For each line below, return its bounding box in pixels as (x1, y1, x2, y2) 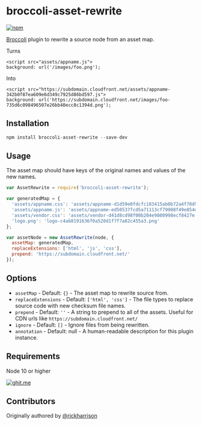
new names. (6, 173, 37, 181)
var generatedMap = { (6, 196, 61, 202)
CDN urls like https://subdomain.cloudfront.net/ (14, 315, 138, 322)
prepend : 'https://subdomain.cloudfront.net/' (11, 251, 130, 258)
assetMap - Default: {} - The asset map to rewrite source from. (14, 289, 169, 297)
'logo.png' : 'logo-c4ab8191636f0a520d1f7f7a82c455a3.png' (11, 218, 161, 224)
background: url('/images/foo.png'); (6, 64, 101, 70)
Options (6, 273, 37, 283)
